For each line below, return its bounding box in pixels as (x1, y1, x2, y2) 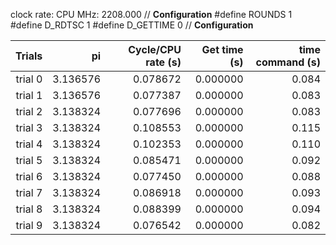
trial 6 (15, 170, 43, 183)
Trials (15, 49, 43, 63)
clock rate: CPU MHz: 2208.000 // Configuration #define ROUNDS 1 (10, 9, 293, 20)
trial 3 (15, 121, 43, 134)
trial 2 (15, 105, 43, 118)
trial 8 (15, 202, 43, 216)
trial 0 (15, 72, 43, 86)
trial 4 (15, 137, 43, 151)
